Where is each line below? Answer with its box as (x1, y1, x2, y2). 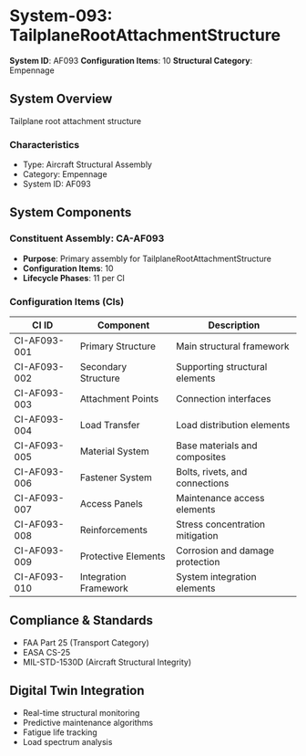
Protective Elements (79, 550, 166, 562)
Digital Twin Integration (9, 683, 145, 698)
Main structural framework (176, 340, 290, 352)
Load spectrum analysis (22, 736, 113, 747)
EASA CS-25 (22, 646, 71, 657)
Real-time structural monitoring (22, 707, 140, 718)
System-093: (9, 5, 113, 26)
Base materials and (176, 439, 258, 452)
